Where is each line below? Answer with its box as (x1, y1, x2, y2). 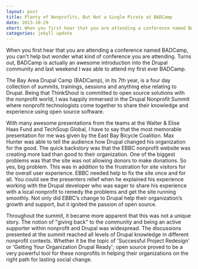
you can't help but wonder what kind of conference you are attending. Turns (6, 53, 192, 60)
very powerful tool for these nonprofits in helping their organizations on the (6, 250, 189, 257)
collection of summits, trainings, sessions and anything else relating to (6, 83, 177, 90)
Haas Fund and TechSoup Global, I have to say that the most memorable (6, 126, 181, 133)
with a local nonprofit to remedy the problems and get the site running (6, 188, 176, 195)
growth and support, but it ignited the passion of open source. (6, 201, 157, 208)
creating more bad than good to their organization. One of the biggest (6, 151, 176, 158)
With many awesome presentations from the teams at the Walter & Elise (6, 119, 180, 127)
